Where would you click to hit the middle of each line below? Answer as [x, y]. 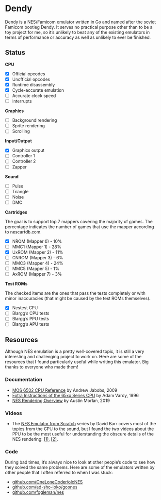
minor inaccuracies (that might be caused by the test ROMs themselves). [78, 299]
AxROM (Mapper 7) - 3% [37, 274]
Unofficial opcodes [31, 79]
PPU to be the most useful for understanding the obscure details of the [83, 434]
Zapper [19, 167]
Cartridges [16, 212]
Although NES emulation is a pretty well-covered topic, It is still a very [75, 351]
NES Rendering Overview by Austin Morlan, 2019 [61, 400]
